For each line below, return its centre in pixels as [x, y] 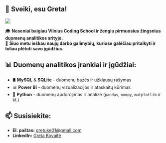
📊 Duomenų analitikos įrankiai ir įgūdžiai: [71, 65]
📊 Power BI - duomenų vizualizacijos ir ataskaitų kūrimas [72, 87]
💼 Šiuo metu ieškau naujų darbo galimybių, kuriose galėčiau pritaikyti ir [81, 43]
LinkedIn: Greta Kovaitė [37, 136]
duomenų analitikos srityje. [34, 38]
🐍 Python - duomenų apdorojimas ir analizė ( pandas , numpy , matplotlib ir [86, 94]
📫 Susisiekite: [28, 116]
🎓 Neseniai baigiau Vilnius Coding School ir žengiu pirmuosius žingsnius [83, 31]
